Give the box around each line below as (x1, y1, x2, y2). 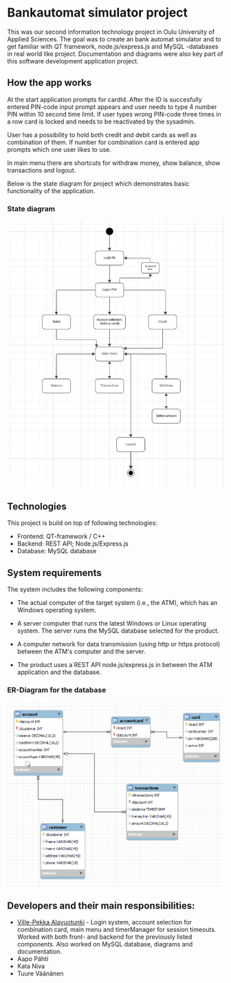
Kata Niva (16, 962, 45, 971)
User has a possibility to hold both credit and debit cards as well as (7, 130, 197, 139)
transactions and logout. (7, 166, 76, 174)
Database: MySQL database (16, 547, 97, 555)
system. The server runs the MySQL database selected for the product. (16, 626, 219, 635)
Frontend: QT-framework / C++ (16, 533, 106, 541)
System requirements (7, 567, 102, 579)
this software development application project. (7, 57, 139, 65)
